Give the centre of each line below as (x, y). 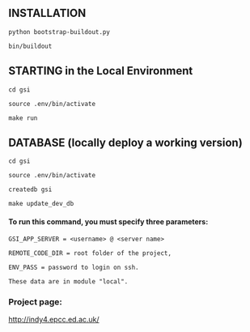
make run (23, 118)
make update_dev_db (41, 204)
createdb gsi (30, 189)
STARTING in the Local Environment (101, 71)
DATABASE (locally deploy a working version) (125, 143)
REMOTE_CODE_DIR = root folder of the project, (90, 253)
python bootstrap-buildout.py (59, 32)
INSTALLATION (47, 13)
